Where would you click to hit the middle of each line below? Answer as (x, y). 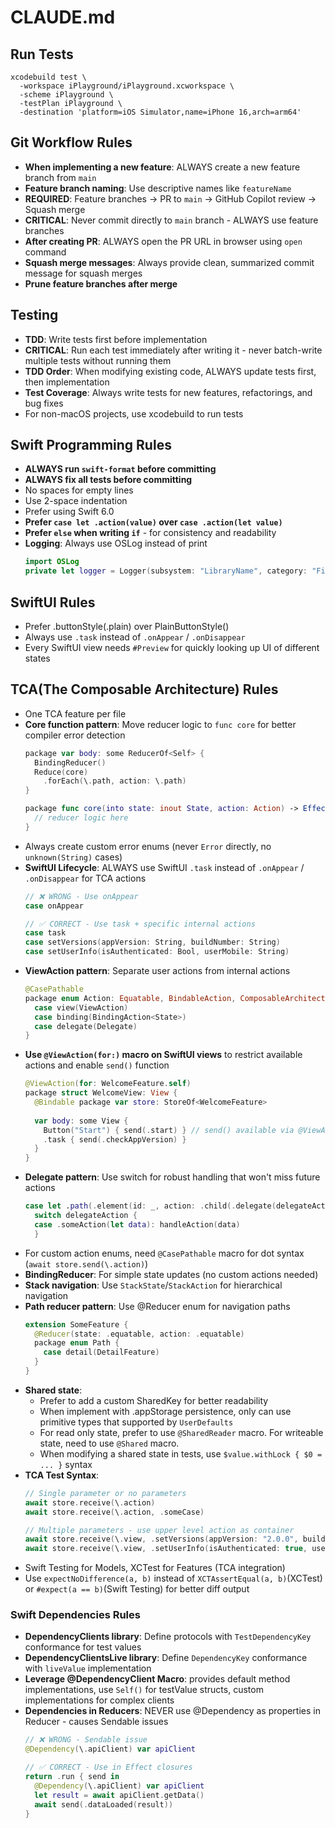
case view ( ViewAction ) (81, 1007)
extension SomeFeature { (76, 1324)
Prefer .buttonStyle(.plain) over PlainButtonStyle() (127, 626)
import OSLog (52, 562)
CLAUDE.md (63, 17)
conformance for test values (83, 1647)
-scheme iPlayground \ (66, 95)
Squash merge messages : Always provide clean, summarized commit (169, 262)
